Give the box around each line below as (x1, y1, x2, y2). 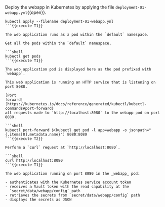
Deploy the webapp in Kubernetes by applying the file (5, 4, 115, 10)
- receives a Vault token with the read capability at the (5, 184, 129, 189)
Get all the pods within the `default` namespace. (5, 41, 112, 46)
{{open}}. (27, 9, 46, 15)
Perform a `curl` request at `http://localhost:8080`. (5, 145, 121, 150)
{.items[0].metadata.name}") (5, 132, 65, 137)
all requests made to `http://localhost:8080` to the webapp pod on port (5, 110, 161, 115)
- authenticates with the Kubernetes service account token (5, 180, 132, 185)
